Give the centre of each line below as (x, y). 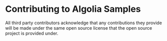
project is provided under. (32, 33)
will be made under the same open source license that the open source (79, 28)
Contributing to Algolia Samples (73, 9)
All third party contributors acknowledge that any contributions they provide (83, 23)
